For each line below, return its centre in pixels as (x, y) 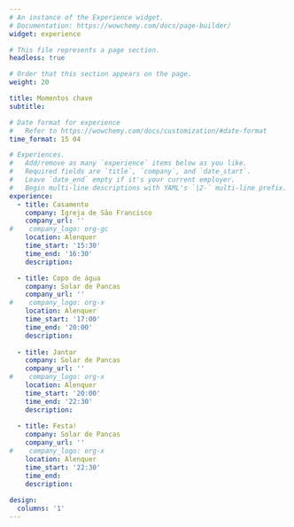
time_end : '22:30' (59, 401)
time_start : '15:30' (63, 245)
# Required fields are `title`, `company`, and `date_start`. (130, 172)
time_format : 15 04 (45, 139)
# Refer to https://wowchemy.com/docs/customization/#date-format (138, 131)
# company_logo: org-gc (59, 229)
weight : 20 (29, 82)
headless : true (37, 58)
